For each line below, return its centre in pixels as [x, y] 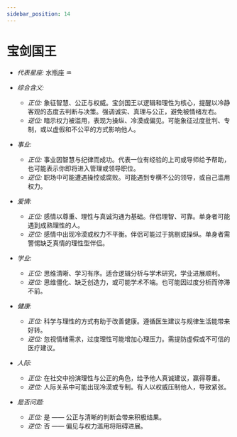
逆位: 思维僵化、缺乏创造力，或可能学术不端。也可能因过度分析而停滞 [129, 282]
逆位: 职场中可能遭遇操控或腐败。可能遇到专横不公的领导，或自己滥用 [129, 177]
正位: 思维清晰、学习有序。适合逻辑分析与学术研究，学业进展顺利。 [126, 273]
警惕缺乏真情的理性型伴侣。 [68, 243]
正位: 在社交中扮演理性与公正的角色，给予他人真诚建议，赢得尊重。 [126, 378]
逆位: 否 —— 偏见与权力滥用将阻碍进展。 [87, 426]
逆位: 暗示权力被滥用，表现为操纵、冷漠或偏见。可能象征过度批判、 [126, 120]
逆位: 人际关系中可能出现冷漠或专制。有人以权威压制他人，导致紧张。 [129, 387]
